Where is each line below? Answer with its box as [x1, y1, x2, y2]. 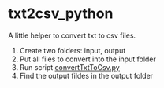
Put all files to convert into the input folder [19, 54, 156, 64]
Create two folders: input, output [19, 46, 126, 55]
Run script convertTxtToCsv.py [19, 62, 120, 71]
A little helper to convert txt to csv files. [8, 31, 136, 40]
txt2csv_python [8, 5, 114, 23]
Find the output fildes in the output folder [19, 71, 154, 80]
